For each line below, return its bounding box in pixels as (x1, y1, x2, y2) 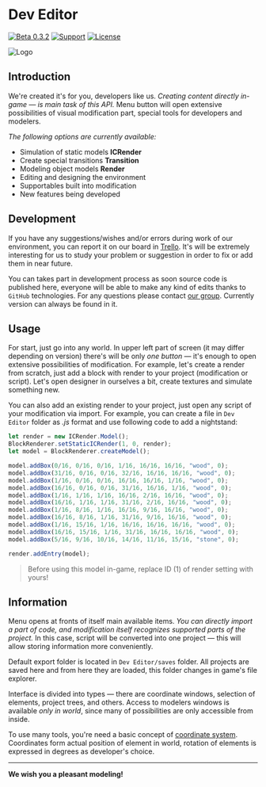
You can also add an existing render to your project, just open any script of (8, 400, 252, 410)
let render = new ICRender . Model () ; (8, 433, 129, 441)
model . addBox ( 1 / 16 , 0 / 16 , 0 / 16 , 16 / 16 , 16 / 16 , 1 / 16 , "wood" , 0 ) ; (8, 476, 229, 484)
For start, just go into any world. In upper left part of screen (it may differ (8, 343, 245, 353)
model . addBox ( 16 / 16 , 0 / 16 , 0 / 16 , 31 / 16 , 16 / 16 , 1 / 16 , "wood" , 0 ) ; (8, 483, 232, 492)
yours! (27, 572, 49, 582)
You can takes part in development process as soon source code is (8, 273, 228, 283)
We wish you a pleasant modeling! (8, 770, 124, 779)
